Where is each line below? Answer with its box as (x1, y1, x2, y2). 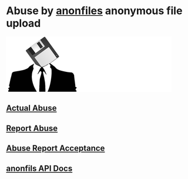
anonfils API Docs (6, 163, 73, 173)
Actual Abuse (6, 103, 57, 113)
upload (6, 16, 41, 30)
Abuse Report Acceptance (6, 143, 105, 154)
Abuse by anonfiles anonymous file (6, 4, 183, 18)
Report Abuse (6, 123, 58, 133)
